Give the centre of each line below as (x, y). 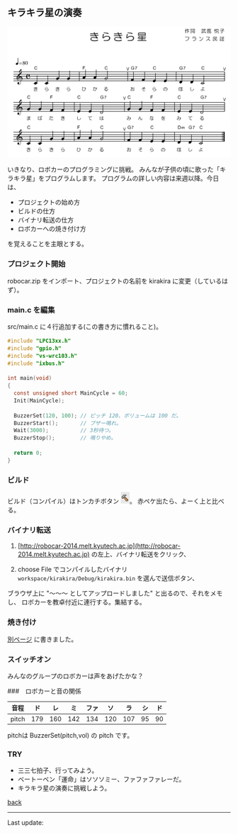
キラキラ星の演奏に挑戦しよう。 (64, 788)
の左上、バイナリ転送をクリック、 (141, 554)
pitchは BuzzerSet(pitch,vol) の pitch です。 (70, 736)
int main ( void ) (30, 378)
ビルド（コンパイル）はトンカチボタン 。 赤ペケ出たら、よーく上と (110, 501)
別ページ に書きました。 (42, 639)
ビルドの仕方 (36, 211)
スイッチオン (29, 659)
